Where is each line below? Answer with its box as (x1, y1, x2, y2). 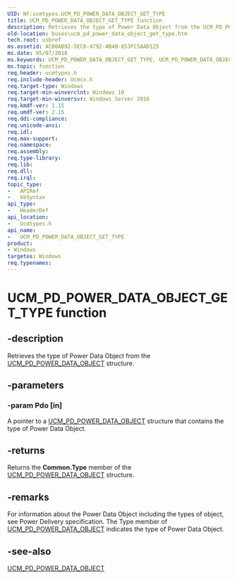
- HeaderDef (7, 207, 49, 214)
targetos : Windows (7, 253, 61, 260)
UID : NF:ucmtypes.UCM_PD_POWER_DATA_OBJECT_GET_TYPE (7, 10, 166, 18)
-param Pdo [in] (7, 401, 62, 410)
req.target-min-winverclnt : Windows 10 (7, 89, 125, 96)
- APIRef (7, 188, 39, 195)
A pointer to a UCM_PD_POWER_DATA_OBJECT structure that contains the (7, 417, 224, 425)
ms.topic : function (7, 63, 65, 70)
